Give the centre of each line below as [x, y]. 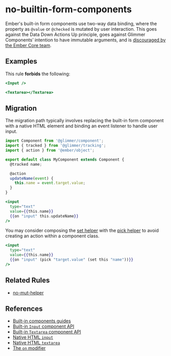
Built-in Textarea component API [47, 332]
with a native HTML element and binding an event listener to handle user [82, 126]
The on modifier [29, 348]
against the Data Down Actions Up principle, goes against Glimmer [75, 34]
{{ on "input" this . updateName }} [44, 216]
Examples [21, 62]
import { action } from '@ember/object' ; [50, 150]
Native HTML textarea [36, 343]
